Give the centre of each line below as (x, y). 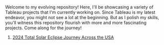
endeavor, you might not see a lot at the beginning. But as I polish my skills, (82, 17)
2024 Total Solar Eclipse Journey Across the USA (63, 37)
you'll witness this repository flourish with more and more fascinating (76, 22)
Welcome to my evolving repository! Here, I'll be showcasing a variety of (79, 7)
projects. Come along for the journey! (43, 28)
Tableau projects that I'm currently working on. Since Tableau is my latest (80, 12)
